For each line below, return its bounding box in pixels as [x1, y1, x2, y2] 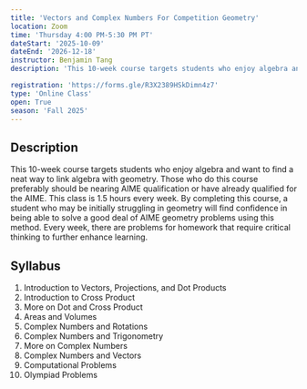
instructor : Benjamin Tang [10, 56, 113, 65]
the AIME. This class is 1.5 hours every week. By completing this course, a [10, 193, 288, 204]
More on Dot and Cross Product [23, 302, 144, 312]
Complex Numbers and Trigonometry [23, 331, 164, 342]
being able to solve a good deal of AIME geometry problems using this [10, 212, 274, 223]
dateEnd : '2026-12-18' [10, 47, 97, 56]
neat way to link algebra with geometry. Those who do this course [10, 174, 259, 185]
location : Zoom [10, 22, 68, 31]
